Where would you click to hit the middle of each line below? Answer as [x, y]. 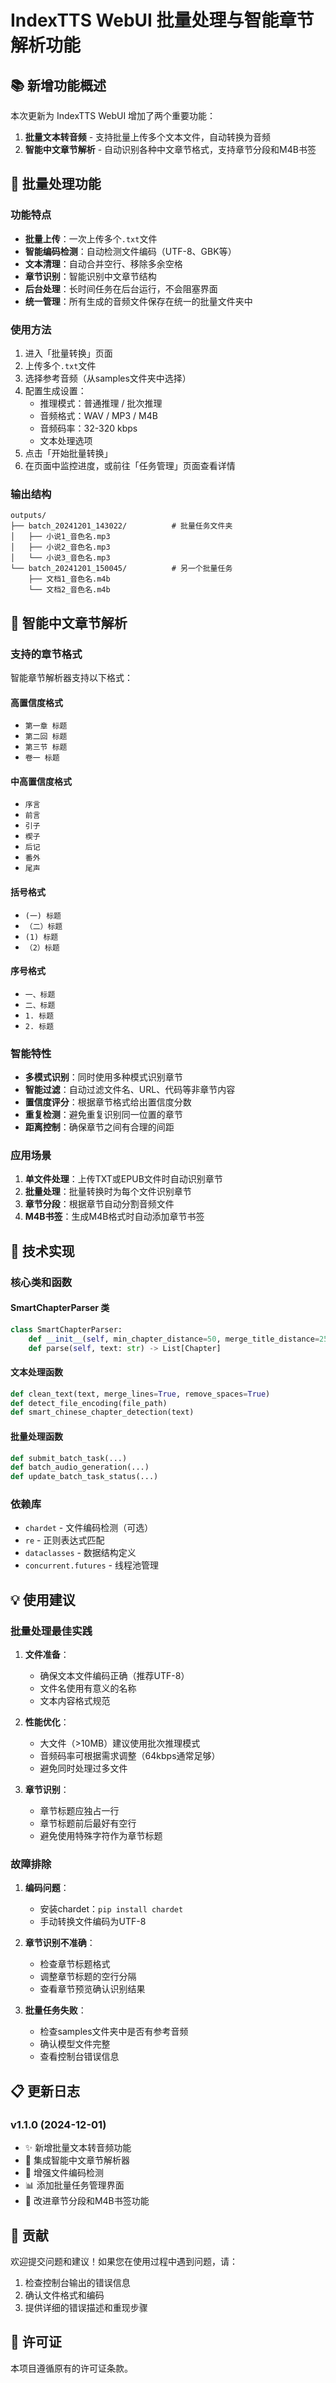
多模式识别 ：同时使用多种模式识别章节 [103, 1077]
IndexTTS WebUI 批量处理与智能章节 [162, 20]
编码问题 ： [47, 1888]
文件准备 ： [47, 1655]
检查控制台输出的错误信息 [77, 2282]
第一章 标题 [46, 726]
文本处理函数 [36, 1372]
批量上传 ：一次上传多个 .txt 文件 [91, 238]
